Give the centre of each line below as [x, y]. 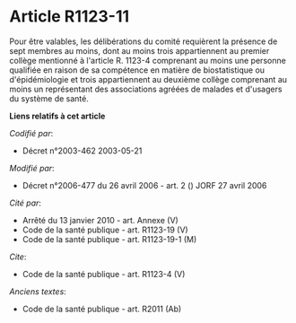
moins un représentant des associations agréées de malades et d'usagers [146, 89]
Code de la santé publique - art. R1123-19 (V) [105, 230]
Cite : [18, 257]
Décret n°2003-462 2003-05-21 [82, 151]
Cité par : [26, 203]
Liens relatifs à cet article [57, 116]
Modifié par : [32, 168]
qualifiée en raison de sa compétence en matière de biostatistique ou [137, 70]
